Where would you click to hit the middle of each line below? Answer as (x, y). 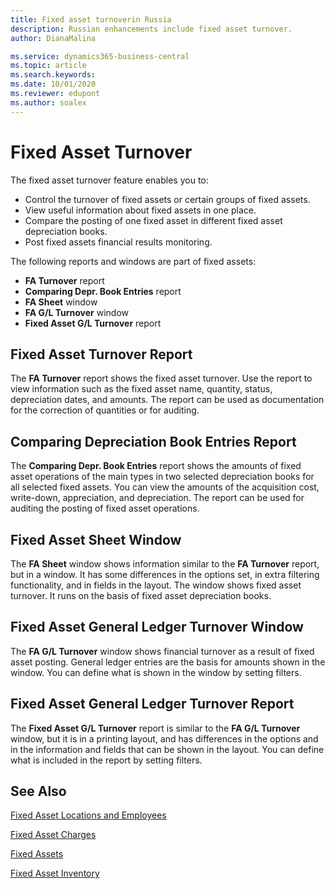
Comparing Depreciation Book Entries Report (153, 441)
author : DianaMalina (53, 38)
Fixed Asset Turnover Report (101, 354)
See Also (38, 791)
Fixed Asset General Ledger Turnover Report (152, 704)
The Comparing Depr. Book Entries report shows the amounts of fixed (156, 466)
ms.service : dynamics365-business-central (100, 56)
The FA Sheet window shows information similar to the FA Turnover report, (165, 564)
